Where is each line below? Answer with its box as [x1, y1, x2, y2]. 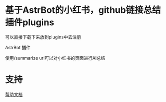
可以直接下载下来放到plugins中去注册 [5, 34, 81, 40]
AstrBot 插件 [5, 44, 31, 50]
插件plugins [5, 17, 55, 28]
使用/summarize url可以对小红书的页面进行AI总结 [5, 55, 106, 61]
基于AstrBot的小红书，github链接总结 [5, 4, 161, 16]
